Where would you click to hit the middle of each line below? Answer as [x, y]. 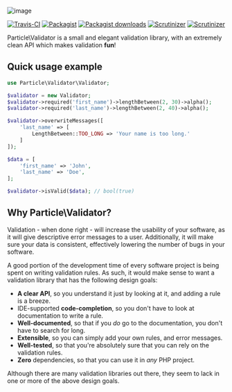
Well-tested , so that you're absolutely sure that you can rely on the [113, 345]
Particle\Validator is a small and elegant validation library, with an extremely [115, 38]
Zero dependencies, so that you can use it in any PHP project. [106, 360]
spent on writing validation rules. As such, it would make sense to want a [111, 272]
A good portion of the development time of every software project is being [113, 265]
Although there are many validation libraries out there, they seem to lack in [114, 373]
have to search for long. [51, 330]
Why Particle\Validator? [60, 213]
